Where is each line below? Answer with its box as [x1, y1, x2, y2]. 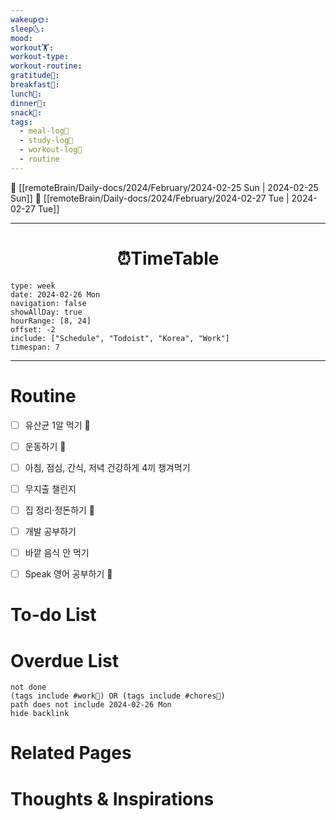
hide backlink [10, 709, 70, 719]
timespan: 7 [10, 342, 60, 352]
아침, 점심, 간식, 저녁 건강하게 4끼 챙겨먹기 [24, 461, 191, 473]
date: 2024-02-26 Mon [10, 289, 101, 300]
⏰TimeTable [116, 247, 220, 270]
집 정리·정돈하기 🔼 [24, 504, 96, 516]
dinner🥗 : [10, 98, 47, 108]
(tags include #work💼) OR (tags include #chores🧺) [10, 691, 226, 701]
